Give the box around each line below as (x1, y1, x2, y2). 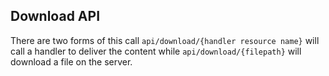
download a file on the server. (10, 55, 133, 68)
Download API (10, 8, 101, 25)
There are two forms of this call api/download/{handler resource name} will (10, 34, 320, 46)
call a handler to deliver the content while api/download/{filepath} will (10, 45, 302, 57)
